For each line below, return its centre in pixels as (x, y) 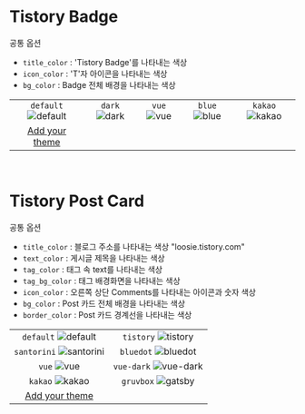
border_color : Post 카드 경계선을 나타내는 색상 (107, 314)
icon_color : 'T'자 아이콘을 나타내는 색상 (95, 74)
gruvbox (138, 381)
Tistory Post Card (77, 201)
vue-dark (132, 366)
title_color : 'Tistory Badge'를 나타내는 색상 (105, 62)
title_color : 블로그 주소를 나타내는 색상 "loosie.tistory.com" (133, 246)
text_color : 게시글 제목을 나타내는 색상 (93, 258)
